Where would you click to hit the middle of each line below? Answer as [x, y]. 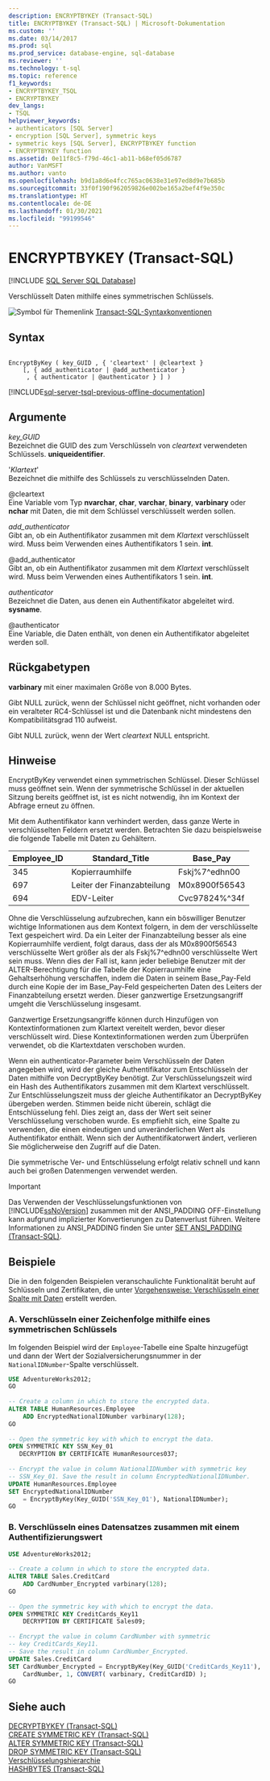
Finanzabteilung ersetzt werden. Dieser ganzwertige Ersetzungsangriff [126, 995]
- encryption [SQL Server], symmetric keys [83, 136]
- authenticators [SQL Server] [61, 128]
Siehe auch [37, 1706]
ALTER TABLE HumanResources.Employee [72, 1409]
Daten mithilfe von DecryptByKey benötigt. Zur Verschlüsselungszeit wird [130, 1078]
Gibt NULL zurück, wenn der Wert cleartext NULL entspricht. [109, 735]
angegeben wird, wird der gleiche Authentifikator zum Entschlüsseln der [128, 1069]
